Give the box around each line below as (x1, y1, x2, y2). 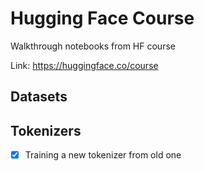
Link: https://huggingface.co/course (10, 59, 159, 71)
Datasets (10, 88, 68, 106)
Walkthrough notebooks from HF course (10, 40, 176, 52)
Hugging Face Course (10, 7, 195, 30)
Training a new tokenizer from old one (24, 149, 182, 161)
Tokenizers (10, 122, 82, 139)
